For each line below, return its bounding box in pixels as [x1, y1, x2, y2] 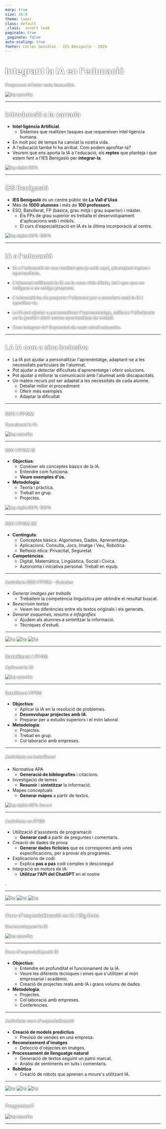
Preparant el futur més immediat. [5, 82, 76, 88]
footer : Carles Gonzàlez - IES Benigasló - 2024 [5, 44, 107, 49]
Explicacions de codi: [12, 856, 56, 861]
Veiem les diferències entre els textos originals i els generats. [19, 606, 145, 612]
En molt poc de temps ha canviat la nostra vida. [12, 139, 109, 145]
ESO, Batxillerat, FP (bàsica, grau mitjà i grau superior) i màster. [12, 208, 142, 214]
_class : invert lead [5, 26, 50, 31]
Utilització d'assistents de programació [12, 829, 92, 835]
